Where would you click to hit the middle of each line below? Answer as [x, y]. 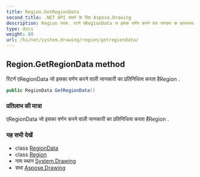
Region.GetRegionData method [66, 64]
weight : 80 [20, 34]
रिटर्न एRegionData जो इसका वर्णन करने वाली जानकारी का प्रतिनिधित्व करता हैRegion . [93, 79]
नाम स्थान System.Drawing [45, 161]
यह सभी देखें [20, 135]
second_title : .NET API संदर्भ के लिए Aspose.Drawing [69, 18]
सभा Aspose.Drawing [40, 168]
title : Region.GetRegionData [43, 12]
